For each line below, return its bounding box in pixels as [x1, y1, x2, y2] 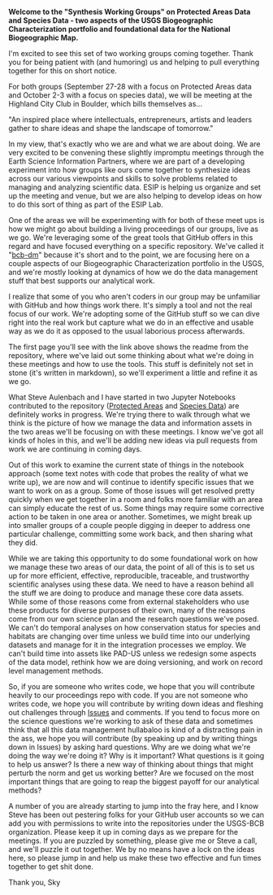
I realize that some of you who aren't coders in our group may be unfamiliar [8, 292, 261, 301]
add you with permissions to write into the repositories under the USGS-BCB [8, 819, 265, 828]
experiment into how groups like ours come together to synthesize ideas [8, 165, 251, 174]
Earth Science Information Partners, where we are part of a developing [8, 156, 245, 166]
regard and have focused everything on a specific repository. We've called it [8, 242, 264, 251]
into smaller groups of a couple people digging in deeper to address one [8, 521, 250, 530]
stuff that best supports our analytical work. [8, 276, 155, 286]
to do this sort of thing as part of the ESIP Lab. [8, 199, 164, 209]
